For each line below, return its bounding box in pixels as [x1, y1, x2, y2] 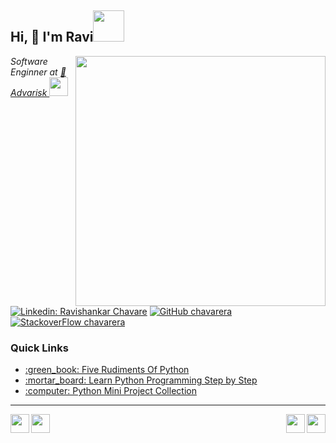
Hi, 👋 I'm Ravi [10, 29, 94, 46]
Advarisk [10, 86, 48, 98]
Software [10, 55, 48, 67]
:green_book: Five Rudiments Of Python [24, 364, 190, 376]
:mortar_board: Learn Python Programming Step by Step [24, 374, 258, 386]
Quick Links [10, 341, 69, 355]
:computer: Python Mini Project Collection [24, 385, 197, 397]
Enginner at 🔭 [10, 66, 67, 78]
